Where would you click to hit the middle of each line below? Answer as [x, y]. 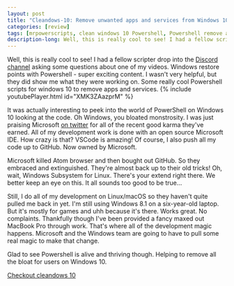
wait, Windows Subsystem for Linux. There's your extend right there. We [111, 176]
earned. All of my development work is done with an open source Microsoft [115, 133]
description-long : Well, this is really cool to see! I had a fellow [110, 40]
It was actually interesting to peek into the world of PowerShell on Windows [116, 110]
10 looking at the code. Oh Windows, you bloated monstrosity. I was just [110, 118]
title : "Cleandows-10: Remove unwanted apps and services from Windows [113, 20]
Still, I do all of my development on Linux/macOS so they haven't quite [108, 197]
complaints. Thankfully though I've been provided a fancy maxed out [106, 219]
